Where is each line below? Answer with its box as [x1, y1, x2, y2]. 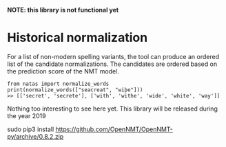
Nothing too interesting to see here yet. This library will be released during [7, 104, 218, 113]
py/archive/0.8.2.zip [7, 132, 64, 140]
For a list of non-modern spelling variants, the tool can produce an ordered [7, 52, 219, 60]
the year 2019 [7, 111, 46, 120]
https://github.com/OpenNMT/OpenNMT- [54, 125, 174, 133]
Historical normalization [7, 30, 148, 45]
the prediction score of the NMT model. [7, 67, 119, 75]
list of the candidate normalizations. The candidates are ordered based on [7, 60, 218, 68]
